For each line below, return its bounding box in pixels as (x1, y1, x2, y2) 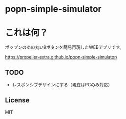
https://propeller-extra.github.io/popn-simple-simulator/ (5, 54, 118, 60)
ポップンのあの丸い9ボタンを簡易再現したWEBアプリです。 (5, 44, 124, 50)
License (5, 96, 30, 104)
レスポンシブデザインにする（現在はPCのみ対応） (12, 81, 113, 87)
